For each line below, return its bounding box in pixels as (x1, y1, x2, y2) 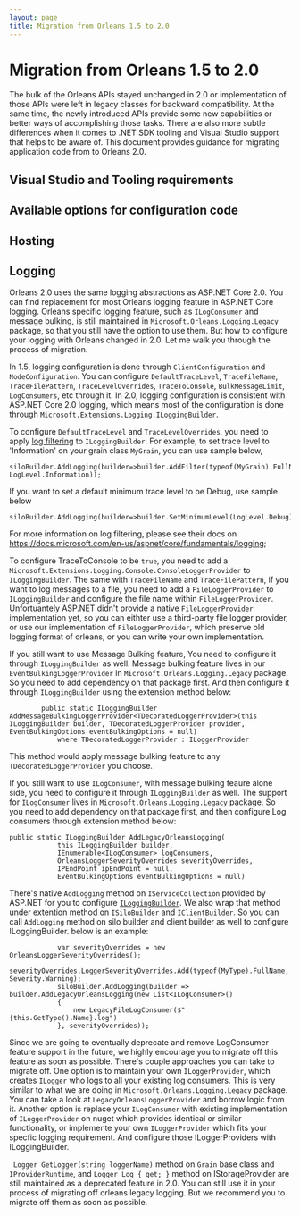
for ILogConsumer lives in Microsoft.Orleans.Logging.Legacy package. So (9, 797, 276, 807)
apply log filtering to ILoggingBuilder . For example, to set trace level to (9, 435, 270, 447)
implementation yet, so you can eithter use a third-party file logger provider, (9, 612, 288, 623)
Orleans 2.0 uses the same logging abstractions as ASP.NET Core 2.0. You (9, 287, 284, 298)
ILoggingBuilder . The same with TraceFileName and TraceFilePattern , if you (9, 574, 290, 586)
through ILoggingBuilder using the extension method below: (9, 687, 232, 697)
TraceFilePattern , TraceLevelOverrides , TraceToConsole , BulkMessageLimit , (9, 381, 286, 392)
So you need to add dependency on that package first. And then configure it (9, 677, 290, 688)
